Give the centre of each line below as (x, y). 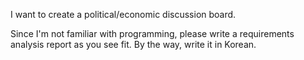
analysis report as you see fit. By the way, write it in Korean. (133, 44)
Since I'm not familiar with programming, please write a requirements (152, 33)
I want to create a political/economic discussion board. (123, 14)
